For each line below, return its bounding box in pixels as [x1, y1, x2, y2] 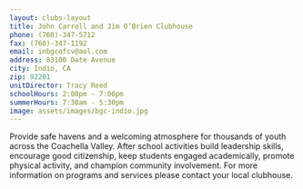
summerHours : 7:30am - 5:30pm [9, 97, 125, 107]
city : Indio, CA [9, 65, 71, 74]
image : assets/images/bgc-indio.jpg [9, 106, 148, 115]
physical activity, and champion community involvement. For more [9, 160, 258, 171]
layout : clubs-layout [9, 13, 92, 23]
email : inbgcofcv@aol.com [9, 47, 107, 56]
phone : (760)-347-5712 [9, 30, 96, 39]
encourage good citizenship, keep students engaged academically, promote [9, 151, 295, 162]
